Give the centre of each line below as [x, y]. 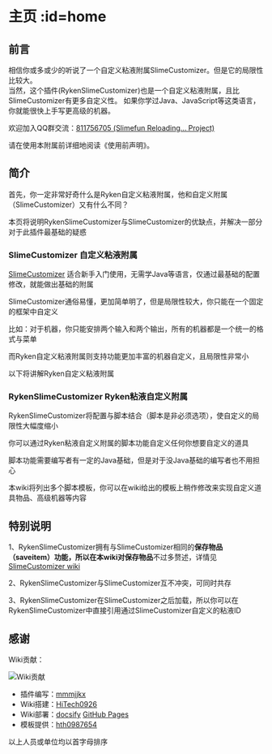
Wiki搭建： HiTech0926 [58, 704]
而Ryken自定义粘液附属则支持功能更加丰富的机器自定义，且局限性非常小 [129, 356]
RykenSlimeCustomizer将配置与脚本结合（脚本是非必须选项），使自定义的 [130, 416]
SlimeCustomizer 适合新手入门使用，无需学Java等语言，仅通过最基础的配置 [134, 274]
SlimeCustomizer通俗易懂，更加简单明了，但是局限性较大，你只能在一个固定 [136, 302]
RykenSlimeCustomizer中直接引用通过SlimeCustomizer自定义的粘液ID [125, 610]
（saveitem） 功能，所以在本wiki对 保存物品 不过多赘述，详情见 [113, 558]
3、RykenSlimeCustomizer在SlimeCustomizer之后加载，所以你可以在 [123, 601]
